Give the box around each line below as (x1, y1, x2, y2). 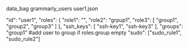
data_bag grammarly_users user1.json (6, 5, 98, 12)
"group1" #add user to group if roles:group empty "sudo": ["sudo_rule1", (6, 29, 182, 36)
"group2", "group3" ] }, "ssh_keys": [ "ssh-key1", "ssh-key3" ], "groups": (6, 23, 184, 30)
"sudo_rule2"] (6, 36, 40, 42)
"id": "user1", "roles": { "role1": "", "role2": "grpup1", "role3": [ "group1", (6, 17, 179, 23)
